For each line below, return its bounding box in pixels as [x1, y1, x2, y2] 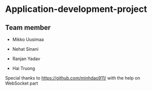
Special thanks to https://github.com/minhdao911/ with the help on [5, 75, 140, 81]
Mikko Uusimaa [12, 36, 44, 42]
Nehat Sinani [12, 46, 39, 52]
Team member [5, 23, 51, 32]
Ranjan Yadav [12, 56, 41, 62]
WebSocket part [5, 81, 38, 86]
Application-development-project [5, 3, 148, 15]
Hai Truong [12, 66, 36, 71]
